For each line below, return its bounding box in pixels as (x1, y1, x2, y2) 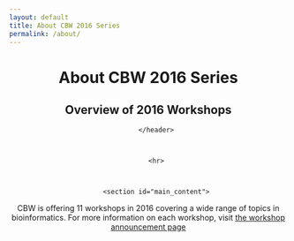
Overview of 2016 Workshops (64, 102, 232, 117)
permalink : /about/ (9, 29, 81, 38)
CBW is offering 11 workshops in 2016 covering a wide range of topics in (17, 203, 280, 214)
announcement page (109, 222, 187, 232)
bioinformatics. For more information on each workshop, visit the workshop (11, 213, 285, 223)
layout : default (9, 12, 69, 22)
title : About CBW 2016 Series (9, 21, 121, 30)
